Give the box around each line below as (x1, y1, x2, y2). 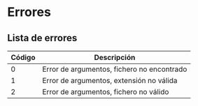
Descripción (94, 53, 136, 62)
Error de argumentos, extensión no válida (42, 76, 178, 85)
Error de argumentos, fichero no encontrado (42, 64, 188, 74)
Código (10, 53, 36, 62)
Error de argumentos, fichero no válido (42, 87, 169, 96)
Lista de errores (7, 32, 78, 44)
